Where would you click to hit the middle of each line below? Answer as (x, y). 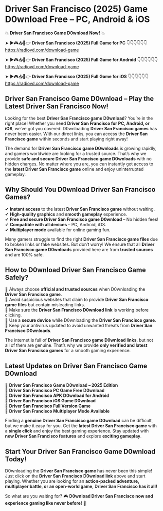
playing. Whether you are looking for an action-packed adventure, (72, 481)
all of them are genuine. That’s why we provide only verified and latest (76, 345)
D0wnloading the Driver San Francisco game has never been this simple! (79, 471)
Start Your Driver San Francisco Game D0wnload (80, 451)
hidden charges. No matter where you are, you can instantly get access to (79, 164)
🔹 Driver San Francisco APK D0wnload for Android (57, 395)
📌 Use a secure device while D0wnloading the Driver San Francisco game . (81, 320)
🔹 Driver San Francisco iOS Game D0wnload (50, 401)
